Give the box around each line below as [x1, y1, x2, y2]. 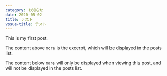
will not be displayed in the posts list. [5, 65, 83, 71]
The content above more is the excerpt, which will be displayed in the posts [5, 45, 162, 51]
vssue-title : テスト [5, 21, 47, 27]
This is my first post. [5, 35, 48, 41]
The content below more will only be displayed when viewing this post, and [5, 60, 161, 66]
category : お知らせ [5, 7, 43, 13]
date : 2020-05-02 [5, 12, 42, 17]
